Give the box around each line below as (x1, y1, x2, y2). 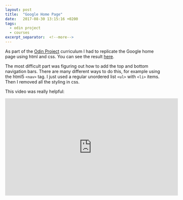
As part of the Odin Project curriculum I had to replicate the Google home (5, 48, 154, 54)
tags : (5, 21, 16, 26)
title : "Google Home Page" (5, 12, 63, 17)
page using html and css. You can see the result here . (5, 53, 114, 59)
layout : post (5, 7, 32, 12)
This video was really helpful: (5, 88, 65, 94)
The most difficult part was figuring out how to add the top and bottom (5, 63, 149, 69)
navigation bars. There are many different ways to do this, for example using (5, 68, 160, 74)
